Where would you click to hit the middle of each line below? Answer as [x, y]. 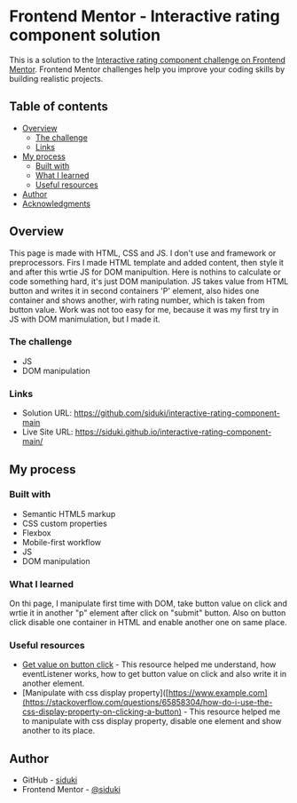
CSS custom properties [65, 523]
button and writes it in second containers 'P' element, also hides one [134, 290]
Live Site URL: [47, 432]
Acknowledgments [56, 203]
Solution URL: [47, 413]
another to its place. [59, 731]
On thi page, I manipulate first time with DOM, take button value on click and [148, 604]
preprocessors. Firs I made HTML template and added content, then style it [146, 262]
